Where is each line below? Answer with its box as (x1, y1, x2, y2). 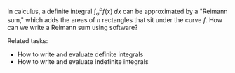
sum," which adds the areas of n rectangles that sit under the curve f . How (7, 16, 223, 24)
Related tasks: (7, 37, 48, 45)
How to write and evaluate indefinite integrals (17, 58, 149, 66)
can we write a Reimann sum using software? (7, 24, 138, 32)
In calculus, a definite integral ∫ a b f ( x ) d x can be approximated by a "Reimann (7, 6, 228, 17)
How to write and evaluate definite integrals (17, 50, 144, 58)
